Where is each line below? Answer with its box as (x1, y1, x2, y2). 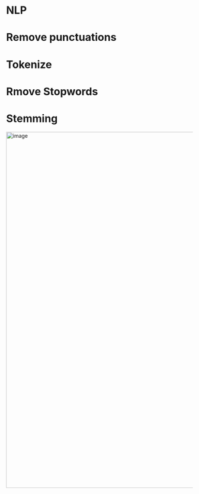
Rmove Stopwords (6, 85, 98, 98)
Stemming (6, 112, 58, 125)
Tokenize (6, 57, 52, 71)
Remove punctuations (6, 31, 117, 44)
